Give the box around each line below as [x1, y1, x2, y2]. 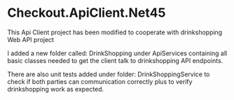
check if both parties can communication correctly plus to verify [7, 77, 193, 85]
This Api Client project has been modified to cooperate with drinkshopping [7, 28, 223, 36]
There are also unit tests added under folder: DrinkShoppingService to [7, 70, 210, 78]
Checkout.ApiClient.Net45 [7, 5, 166, 21]
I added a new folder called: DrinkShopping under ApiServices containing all [7, 49, 228, 57]
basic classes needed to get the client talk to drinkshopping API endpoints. [7, 56, 223, 64]
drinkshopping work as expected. [7, 85, 104, 93]
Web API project [7, 35, 55, 43]
